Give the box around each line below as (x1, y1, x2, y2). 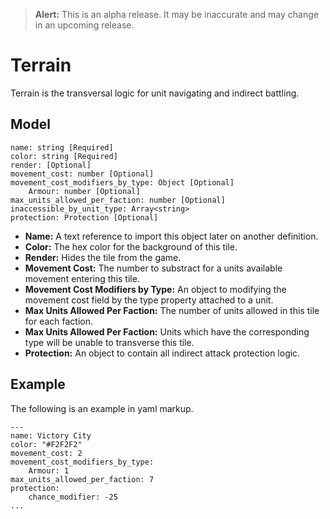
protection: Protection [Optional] (10, 212, 159, 223)
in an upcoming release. (34, 19, 135, 31)
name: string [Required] (10, 142, 114, 153)
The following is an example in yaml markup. (10, 402, 194, 414)
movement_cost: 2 (10, 448, 83, 458)
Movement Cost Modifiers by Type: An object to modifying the (24, 283, 287, 295)
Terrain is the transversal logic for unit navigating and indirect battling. (10, 87, 300, 99)
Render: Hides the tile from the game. (24, 251, 182, 263)
